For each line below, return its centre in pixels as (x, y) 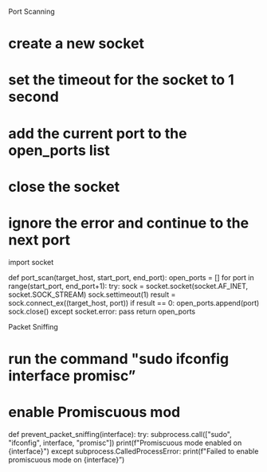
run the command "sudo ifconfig (119, 359)
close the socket (64, 187)
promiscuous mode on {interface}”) (67, 459)
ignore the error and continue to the (129, 223)
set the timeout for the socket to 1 (122, 80)
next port (39, 240)
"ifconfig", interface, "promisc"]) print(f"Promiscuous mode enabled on (125, 443)
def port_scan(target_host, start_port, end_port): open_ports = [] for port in (132, 277)
